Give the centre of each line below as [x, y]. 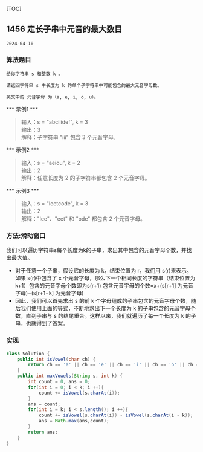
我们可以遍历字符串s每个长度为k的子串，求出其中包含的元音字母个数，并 [97, 250]
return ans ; [43, 432]
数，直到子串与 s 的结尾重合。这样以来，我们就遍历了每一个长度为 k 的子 [105, 316]
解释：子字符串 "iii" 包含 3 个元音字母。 [70, 137]
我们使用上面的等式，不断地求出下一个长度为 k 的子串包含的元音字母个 [108, 308]
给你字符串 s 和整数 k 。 [35, 74]
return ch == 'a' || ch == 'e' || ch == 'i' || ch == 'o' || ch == [114, 365]
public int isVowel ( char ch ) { [56, 359]
